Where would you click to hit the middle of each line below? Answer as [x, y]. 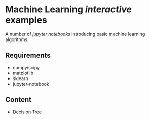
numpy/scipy [26, 67]
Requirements [28, 55]
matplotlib [23, 73]
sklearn [21, 78]
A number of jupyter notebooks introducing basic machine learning [75, 34]
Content [18, 100]
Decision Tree [27, 112]
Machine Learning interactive [69, 9]
